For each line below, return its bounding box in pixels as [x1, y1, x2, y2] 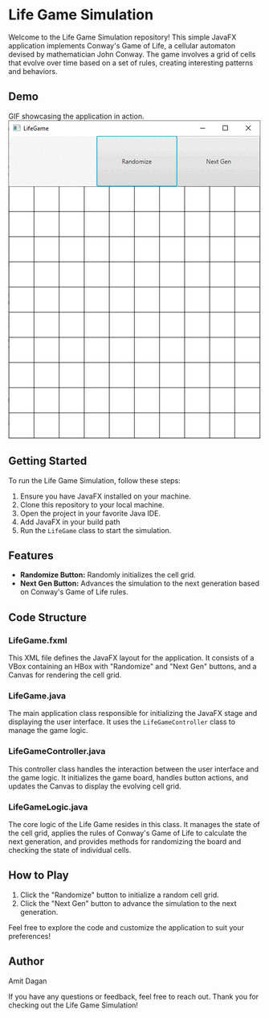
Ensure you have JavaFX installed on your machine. [19, 491, 191, 501]
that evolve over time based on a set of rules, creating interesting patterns [8, 58, 254, 68]
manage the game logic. [8, 726, 88, 735]
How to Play [8, 868, 70, 883]
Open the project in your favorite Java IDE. [19, 508, 161, 518]
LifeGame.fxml [8, 635, 67, 646]
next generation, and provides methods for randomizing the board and [8, 836, 242, 846]
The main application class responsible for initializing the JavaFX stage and [8, 709, 258, 718]
